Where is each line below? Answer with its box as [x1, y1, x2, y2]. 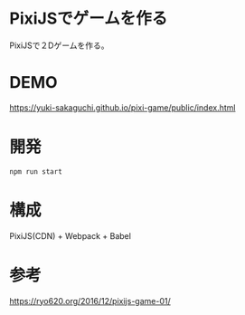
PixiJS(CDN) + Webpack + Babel [9, 230, 131, 241]
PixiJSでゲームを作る [9, 8, 168, 29]
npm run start [9, 167, 63, 177]
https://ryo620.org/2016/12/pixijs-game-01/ [9, 295, 171, 306]
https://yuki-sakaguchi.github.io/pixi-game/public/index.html [9, 101, 236, 113]
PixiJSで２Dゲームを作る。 [9, 40, 110, 51]
